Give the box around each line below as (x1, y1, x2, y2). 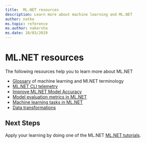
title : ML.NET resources (5, 7, 59, 12)
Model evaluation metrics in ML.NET (12, 94, 87, 100)
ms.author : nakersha (5, 26, 48, 31)
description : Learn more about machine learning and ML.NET (5, 12, 133, 17)
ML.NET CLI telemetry (12, 83, 58, 89)
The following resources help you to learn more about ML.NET (5, 68, 133, 74)
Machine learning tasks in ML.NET (12, 99, 83, 105)
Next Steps (5, 119, 40, 128)
